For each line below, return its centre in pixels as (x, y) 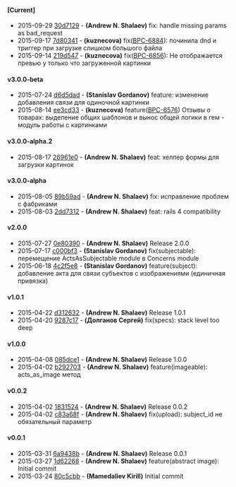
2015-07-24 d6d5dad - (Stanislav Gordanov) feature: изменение (113, 95)
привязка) (33, 281)
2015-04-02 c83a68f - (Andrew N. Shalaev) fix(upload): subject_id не (120, 414)
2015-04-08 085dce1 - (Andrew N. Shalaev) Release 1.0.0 (102, 360)
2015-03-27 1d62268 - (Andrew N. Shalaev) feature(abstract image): (118, 461)
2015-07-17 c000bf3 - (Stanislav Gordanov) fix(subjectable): (106, 251)
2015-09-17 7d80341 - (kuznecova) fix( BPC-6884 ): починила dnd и (117, 41)
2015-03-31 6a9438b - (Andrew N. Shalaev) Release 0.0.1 (102, 453)
